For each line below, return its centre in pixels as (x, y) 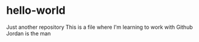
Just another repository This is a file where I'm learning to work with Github (99, 27)
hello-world (36, 10)
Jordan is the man (29, 33)
